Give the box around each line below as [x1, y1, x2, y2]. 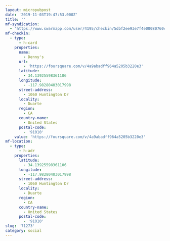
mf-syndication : [5, 21, 39, 27]
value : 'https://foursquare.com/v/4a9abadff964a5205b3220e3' [14, 134, 146, 139]
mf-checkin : [5, 31, 30, 36]
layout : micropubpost [5, 7, 51, 13]
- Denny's [23, 54, 44, 60]
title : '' [5, 17, 26, 22]
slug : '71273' [5, 223, 35, 229]
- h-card [18, 40, 37, 45]
